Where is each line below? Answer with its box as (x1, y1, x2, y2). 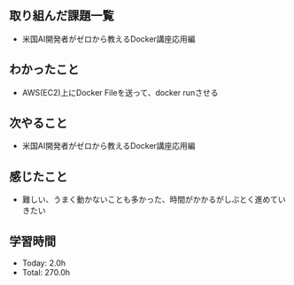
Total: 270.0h (21, 267, 71, 278)
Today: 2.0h (21, 258, 66, 268)
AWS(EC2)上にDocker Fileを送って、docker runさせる (21, 87, 219, 97)
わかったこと (9, 62, 80, 77)
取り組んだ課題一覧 (9, 8, 114, 24)
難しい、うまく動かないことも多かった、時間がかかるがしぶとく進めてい (21, 194, 286, 205)
